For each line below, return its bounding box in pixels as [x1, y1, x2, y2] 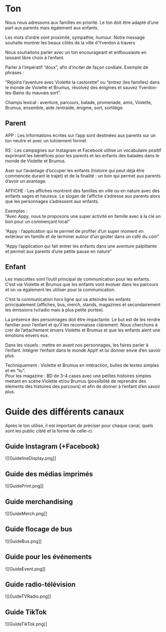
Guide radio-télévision [5, 580, 76, 589]
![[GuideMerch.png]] [5, 511, 47, 517]
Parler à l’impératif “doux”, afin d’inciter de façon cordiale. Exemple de [5, 64, 149, 70]
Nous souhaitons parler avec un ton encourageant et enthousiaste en [5, 49, 147, 55]
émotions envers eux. [5, 332, 50, 338]
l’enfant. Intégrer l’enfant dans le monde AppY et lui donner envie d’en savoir [5, 347, 161, 353]
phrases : [5, 69, 24, 75]
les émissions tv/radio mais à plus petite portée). [5, 307, 104, 313]
